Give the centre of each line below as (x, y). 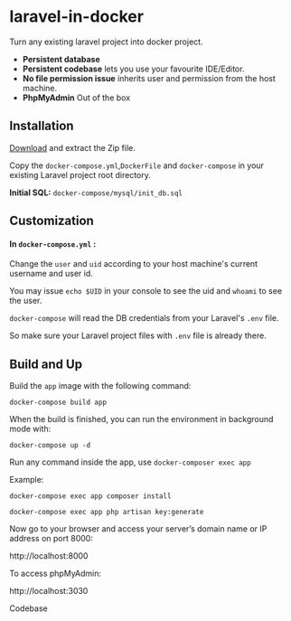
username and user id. (51, 274)
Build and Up (46, 364)
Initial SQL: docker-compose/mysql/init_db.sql (96, 193)
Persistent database (61, 59)
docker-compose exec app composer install (90, 496)
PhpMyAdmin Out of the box (76, 98)
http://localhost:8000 (49, 556)
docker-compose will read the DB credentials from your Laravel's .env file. (144, 318)
